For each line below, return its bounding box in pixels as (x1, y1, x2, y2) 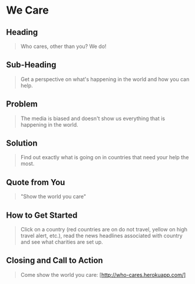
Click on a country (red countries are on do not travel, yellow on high (20, 226, 187, 233)
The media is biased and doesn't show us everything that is (20, 115, 166, 122)
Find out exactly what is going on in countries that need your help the (20, 154, 189, 161)
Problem (6, 99, 38, 109)
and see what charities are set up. (20, 238, 103, 246)
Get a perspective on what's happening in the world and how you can (20, 75, 190, 83)
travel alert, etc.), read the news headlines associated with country (20, 232, 183, 240)
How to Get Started (6, 210, 78, 220)
